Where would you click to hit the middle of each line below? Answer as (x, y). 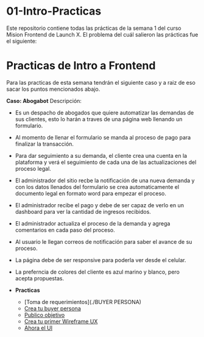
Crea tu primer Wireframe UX (61, 321)
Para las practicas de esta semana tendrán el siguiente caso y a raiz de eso (101, 82)
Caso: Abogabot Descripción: (44, 101)
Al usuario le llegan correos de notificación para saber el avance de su (104, 241)
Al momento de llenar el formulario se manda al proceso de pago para (103, 137)
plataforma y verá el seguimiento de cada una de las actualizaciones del (106, 162)
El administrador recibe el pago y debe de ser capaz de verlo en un (100, 205)
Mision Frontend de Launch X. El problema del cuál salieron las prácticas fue (102, 34)
